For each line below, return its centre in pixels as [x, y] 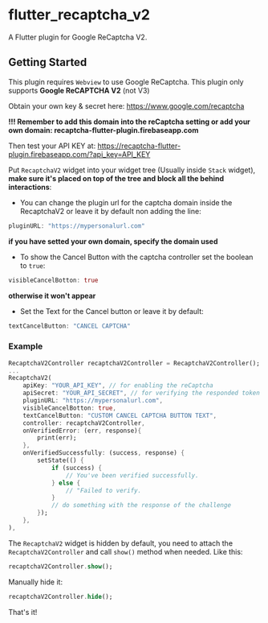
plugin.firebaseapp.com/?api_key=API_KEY [79, 154]
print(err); [57, 438]
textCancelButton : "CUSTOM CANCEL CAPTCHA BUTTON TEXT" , [120, 415]
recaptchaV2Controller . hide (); [61, 596]
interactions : [30, 187]
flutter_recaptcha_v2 [79, 15]
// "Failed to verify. [104, 490]
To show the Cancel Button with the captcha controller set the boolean [136, 257]
